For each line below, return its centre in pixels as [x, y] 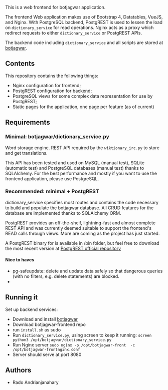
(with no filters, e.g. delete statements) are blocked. [66, 276]
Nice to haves [20, 260]
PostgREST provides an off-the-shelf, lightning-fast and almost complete [80, 223]
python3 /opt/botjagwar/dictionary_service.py [62, 340]
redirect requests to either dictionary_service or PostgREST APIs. [73, 33]
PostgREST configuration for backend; [52, 91]
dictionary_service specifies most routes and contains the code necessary [82, 202]
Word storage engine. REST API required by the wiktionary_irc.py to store [82, 148]
